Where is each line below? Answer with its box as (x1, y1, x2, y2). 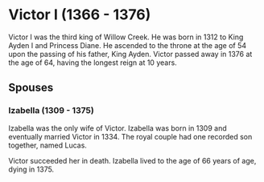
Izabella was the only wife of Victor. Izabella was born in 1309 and (8, 123, 227, 133)
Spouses (8, 81, 54, 95)
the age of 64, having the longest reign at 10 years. (8, 58, 177, 67)
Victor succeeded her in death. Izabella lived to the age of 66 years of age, (8, 156, 257, 165)
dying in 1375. (8, 164, 55, 174)
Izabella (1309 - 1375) (8, 105, 94, 116)
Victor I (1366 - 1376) (8, 6, 151, 24)
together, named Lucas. (8, 140, 87, 150)
